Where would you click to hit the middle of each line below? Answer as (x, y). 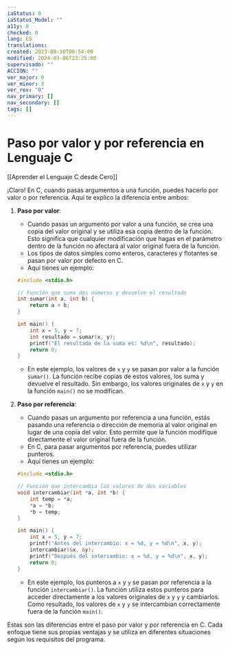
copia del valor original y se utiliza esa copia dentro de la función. (120, 231)
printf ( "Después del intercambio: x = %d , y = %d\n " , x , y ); (119, 556)
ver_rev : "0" (26, 90)
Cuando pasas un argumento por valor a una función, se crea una (120, 224)
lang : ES (20, 39)
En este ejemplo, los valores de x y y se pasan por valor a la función (123, 369)
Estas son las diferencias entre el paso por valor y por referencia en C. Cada (115, 625)
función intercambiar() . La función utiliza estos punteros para (115, 589)
